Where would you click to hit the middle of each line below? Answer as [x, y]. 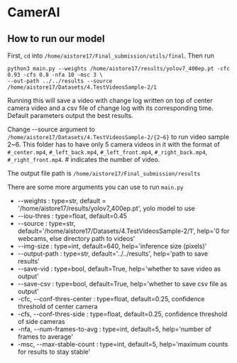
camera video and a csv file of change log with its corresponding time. [111, 108]
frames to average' [45, 337]
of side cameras [41, 321]
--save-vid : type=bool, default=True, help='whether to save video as [119, 269]
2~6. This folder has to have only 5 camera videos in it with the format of [114, 144]
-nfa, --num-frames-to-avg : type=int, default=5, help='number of [114, 329]
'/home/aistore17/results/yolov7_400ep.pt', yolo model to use [106, 208]
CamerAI [34, 12]
